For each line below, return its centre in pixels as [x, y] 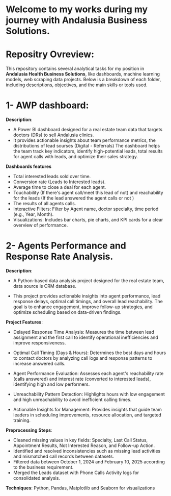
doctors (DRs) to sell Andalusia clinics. [53, 135]
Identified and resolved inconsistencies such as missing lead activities [87, 451]
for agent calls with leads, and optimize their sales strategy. [75, 157]
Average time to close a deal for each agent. [60, 187]
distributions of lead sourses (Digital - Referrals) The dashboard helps [87, 146]
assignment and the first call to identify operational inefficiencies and [85, 337]
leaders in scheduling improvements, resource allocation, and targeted [87, 415]
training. [22, 420]
